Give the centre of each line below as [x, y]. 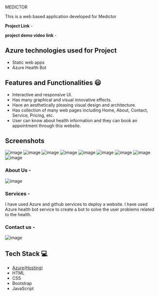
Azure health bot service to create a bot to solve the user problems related [80, 209]
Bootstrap [22, 283]
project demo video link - [31, 35]
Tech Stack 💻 [26, 253]
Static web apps [28, 62]
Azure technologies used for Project [61, 51]
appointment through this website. [46, 126]
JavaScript [23, 289]
